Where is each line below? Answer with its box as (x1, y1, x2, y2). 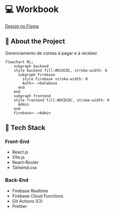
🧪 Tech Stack (5, 124, 46, 132)
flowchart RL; (5, 59, 34, 65)
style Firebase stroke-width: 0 (22, 76, 88, 82)
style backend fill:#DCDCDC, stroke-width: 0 (14, 68, 108, 73)
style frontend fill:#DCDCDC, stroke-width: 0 (14, 98, 110, 102)
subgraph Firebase (17, 72, 55, 77)
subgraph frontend (14, 93, 51, 98)
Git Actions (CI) (12, 198, 43, 204)
